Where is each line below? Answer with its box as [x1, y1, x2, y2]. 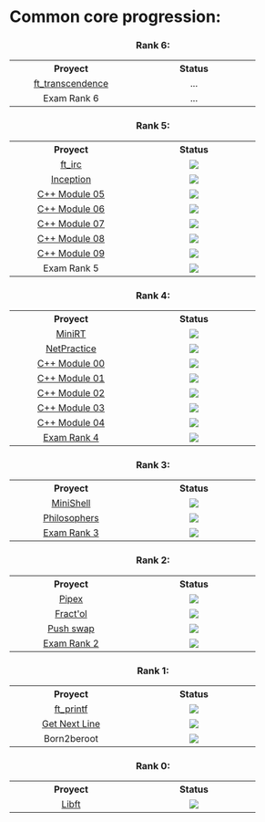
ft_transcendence [33, 78, 109, 90]
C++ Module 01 [36, 372, 106, 385]
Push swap [46, 622, 96, 635]
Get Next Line [41, 717, 101, 730]
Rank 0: [135, 759, 171, 772]
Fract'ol [54, 607, 88, 619]
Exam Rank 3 [43, 526, 99, 539]
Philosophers [42, 512, 100, 525]
